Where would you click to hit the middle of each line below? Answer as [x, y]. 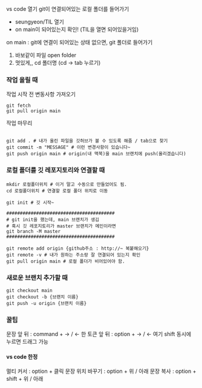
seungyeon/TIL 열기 [40, 22]
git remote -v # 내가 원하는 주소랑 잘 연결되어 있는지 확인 [73, 255]
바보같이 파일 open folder [46, 55]
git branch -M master [34, 231]
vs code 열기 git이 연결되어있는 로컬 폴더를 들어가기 [68, 9]
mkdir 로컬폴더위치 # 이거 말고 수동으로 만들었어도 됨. [67, 184]
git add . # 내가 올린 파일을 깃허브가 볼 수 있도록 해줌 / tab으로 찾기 [87, 141]
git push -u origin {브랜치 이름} [47, 303]
